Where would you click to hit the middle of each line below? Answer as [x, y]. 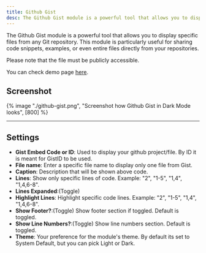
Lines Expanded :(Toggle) [48, 191]
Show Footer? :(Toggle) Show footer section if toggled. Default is [97, 211]
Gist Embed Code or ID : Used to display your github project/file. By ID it [106, 152]
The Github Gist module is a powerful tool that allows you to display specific [102, 35]
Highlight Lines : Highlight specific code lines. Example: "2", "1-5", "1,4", [106, 198]
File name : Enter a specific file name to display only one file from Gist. [104, 165]
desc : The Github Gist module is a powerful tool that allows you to [97, 18]
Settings [23, 138]
